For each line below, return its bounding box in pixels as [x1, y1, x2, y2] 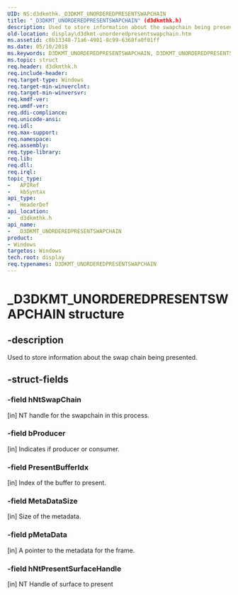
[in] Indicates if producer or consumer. [7, 444, 120, 453]
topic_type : [7, 175, 42, 182]
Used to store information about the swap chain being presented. [7, 353, 198, 361]
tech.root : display [7, 254, 65, 261]
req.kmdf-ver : [7, 96, 50, 103]
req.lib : [7, 155, 33, 163]
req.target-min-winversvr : [7, 89, 87, 96]
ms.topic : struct [7, 57, 59, 64]
